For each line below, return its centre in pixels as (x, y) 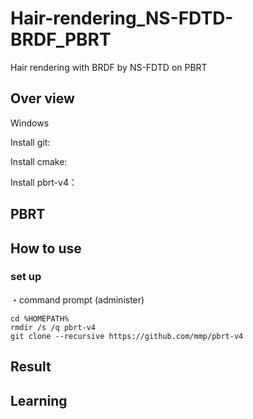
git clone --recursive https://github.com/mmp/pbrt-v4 (127, 336)
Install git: (30, 142)
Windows (30, 123)
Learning (39, 400)
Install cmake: (39, 161)
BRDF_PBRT (61, 39)
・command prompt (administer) (77, 299)
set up (26, 277)
